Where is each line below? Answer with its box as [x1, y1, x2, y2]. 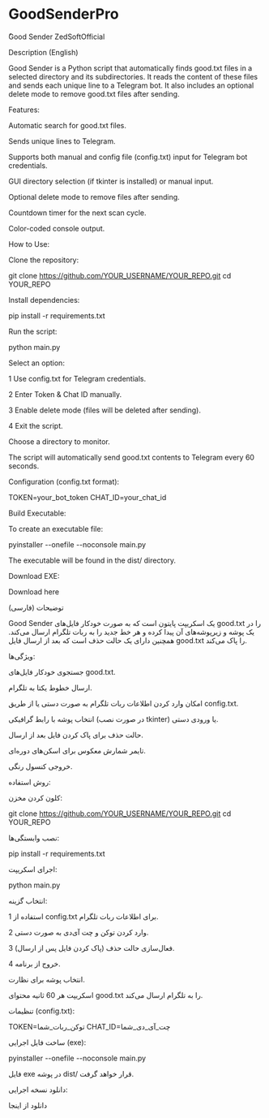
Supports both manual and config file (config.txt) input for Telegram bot [8, 152, 248, 162]
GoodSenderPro [8, 5, 119, 24]
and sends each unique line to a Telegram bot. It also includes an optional [8, 80, 254, 90]
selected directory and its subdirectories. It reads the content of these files [8, 71, 258, 81]
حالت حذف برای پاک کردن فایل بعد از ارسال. [8, 730, 143, 740]
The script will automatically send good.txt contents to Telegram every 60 [8, 452, 255, 462]
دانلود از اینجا [8, 1100, 47, 1110]
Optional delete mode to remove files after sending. [8, 192, 180, 201]
